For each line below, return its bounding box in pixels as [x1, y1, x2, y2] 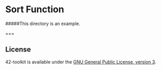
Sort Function [5, 4, 64, 15]
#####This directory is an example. [5, 20, 81, 27]
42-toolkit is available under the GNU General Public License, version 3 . [5, 59, 156, 65]
